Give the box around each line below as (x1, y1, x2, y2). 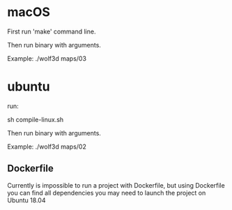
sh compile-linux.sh (7, 115, 64, 123)
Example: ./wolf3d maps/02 (7, 142, 87, 151)
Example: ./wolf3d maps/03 (7, 54, 87, 63)
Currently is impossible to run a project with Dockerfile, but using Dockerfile (7, 181, 225, 189)
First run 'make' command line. (7, 27, 96, 36)
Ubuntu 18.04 (7, 196, 46, 204)
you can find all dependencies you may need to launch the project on (7, 188, 206, 197)
